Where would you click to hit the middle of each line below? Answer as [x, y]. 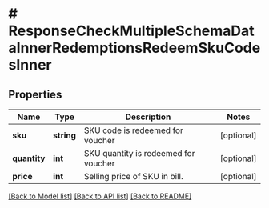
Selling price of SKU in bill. [133, 176]
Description [148, 117]
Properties [35, 94]
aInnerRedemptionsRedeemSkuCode [134, 48]
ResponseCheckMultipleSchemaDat [131, 31]
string [65, 135]
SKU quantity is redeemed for [139, 153]
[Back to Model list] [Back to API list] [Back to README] [100, 196]
